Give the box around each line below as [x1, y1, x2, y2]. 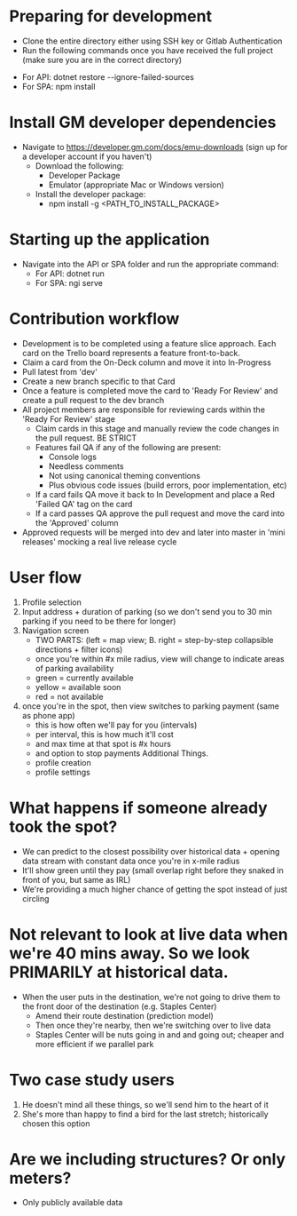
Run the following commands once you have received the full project [21, 44, 273, 55]
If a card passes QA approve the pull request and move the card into [35, 508, 285, 519]
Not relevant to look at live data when [9, 924, 288, 944]
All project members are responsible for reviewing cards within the [21, 404, 266, 415]
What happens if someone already [9, 798, 268, 818]
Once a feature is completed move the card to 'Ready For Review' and [21, 385, 278, 396]
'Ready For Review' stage [21, 413, 115, 424]
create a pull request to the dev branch [21, 394, 165, 405]
